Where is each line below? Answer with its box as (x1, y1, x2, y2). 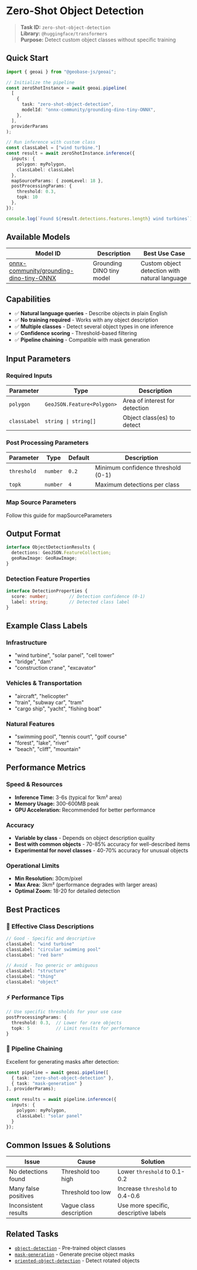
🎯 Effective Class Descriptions (6, 922, 94, 930)
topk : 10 (16, 194, 38, 200)
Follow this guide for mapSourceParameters (6, 511, 113, 519)
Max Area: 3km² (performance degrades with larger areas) (14, 881, 158, 888)
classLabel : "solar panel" (16, 1113, 83, 1119)
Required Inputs (6, 371, 53, 379)
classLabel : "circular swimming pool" (6, 947, 101, 952)
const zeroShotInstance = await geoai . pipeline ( (6, 85, 127, 91)
